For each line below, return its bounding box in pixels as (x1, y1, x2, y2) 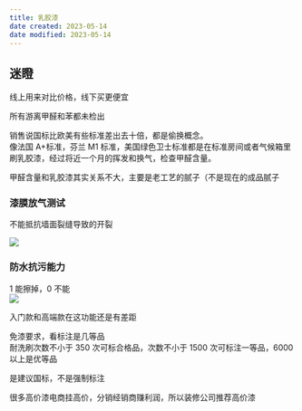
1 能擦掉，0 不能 (9, 282, 71, 294)
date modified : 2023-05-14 (9, 30, 112, 39)
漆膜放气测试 (9, 196, 66, 209)
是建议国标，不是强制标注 (9, 372, 105, 383)
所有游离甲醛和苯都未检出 (9, 110, 105, 122)
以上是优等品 (9, 353, 57, 364)
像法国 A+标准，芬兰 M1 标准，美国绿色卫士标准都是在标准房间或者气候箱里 (9, 141, 292, 152)
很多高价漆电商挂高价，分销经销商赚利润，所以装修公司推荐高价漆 (9, 391, 256, 403)
